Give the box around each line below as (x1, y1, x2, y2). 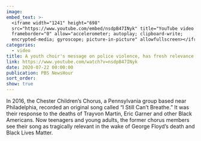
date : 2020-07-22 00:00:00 (6, 64, 74, 70)
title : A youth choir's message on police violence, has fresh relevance (6, 53, 194, 59)
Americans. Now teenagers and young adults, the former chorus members (6, 117, 190, 123)
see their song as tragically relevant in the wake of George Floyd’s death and (6, 123, 195, 130)
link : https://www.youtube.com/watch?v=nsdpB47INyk (6, 59, 138, 65)
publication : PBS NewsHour (6, 70, 74, 76)
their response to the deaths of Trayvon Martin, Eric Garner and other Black (6, 110, 193, 117)
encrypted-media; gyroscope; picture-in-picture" (11, 36, 138, 42)
